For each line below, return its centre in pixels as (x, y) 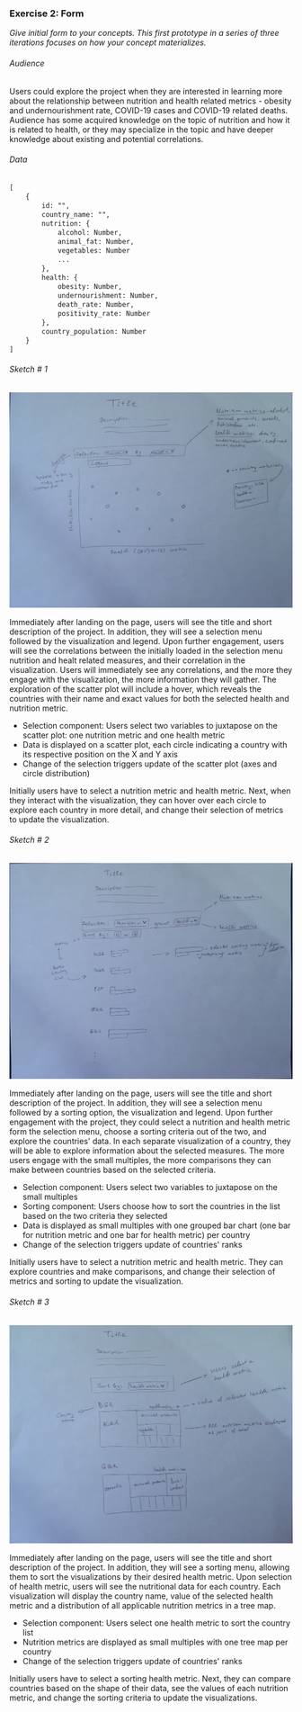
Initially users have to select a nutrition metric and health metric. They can (146, 1262)
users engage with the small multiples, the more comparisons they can (140, 1161)
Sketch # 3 (29, 1302)
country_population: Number (94, 331)
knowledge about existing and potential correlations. (107, 139)
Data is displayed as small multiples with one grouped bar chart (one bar (156, 1225)
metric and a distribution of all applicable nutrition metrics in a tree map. (142, 1605)
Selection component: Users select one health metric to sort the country (156, 1623)
